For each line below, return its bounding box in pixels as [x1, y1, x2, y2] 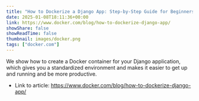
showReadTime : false [6, 31, 57, 37]
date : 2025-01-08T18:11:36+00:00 [6, 14, 89, 20]
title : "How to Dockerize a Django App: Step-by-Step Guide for [6, 8, 168, 15]
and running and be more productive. [6, 70, 97, 77]
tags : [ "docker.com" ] [6, 42, 60, 48]
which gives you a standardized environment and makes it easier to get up [6, 64, 188, 71]
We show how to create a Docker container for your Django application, [6, 57, 181, 65]
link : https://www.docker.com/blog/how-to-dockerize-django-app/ [6, 19, 171, 25]
